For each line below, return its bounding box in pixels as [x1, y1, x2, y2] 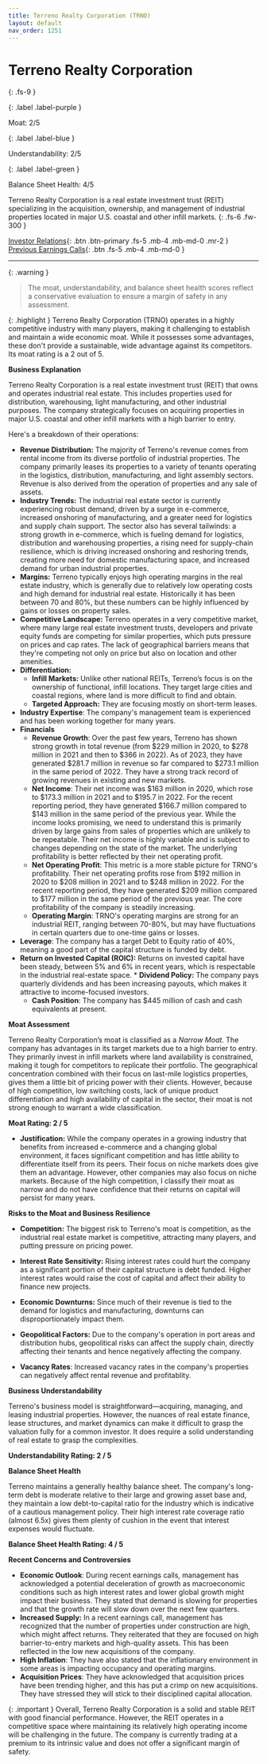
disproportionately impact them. [19, 1314, 126, 1324]
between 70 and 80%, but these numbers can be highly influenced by [19, 597, 249, 607]
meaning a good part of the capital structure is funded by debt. [19, 945, 226, 955]
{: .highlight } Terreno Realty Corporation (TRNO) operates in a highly [8, 316, 234, 325]
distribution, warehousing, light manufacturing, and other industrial [8, 397, 227, 407]
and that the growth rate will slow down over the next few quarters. [19, 1605, 240, 1614]
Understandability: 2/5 [8, 149, 82, 159]
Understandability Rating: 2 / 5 [8, 1451, 112, 1460]
